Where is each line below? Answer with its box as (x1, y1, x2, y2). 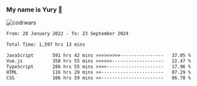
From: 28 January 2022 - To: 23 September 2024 (6, 31, 129, 37)
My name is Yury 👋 (6, 5, 62, 14)
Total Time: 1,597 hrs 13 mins (6, 41, 85, 48)
